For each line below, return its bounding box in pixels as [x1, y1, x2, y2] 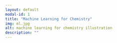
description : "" [5, 30, 39, 35]
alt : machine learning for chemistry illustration [5, 26, 113, 31]
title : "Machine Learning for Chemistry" [5, 16, 93, 21]
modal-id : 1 [5, 12, 30, 17]
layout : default [5, 7, 39, 12]
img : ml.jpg [5, 21, 30, 26]
